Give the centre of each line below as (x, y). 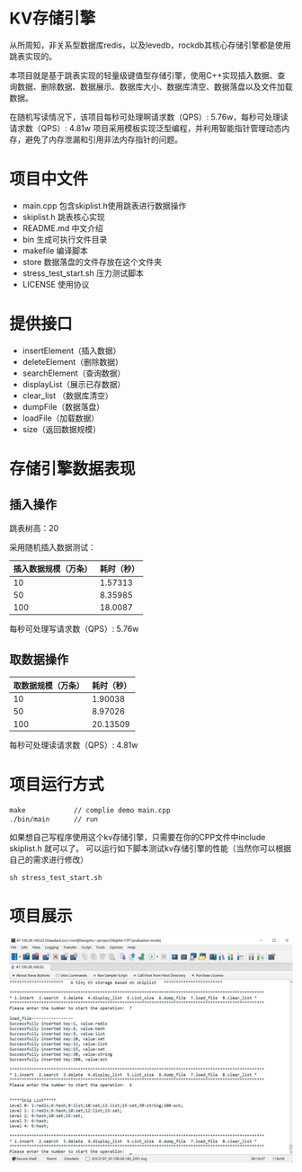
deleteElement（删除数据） (72, 361)
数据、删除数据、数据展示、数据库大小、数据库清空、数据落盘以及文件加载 (155, 86)
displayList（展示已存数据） (74, 384)
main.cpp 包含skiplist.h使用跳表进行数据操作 (104, 205)
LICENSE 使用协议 (56, 284)
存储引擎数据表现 (73, 469)
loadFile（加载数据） (61, 418)
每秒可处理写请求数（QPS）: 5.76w (74, 628)
